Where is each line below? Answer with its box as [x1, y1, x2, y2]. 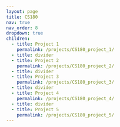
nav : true [6, 19, 31, 25]
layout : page [6, 8, 38, 15]
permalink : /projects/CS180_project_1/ [16, 47, 115, 53]
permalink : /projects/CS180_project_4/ [16, 95, 115, 101]
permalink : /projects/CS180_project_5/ [16, 112, 115, 118]
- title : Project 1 [11, 42, 59, 47]
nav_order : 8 [6, 25, 38, 31]
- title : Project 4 [11, 90, 59, 96]
